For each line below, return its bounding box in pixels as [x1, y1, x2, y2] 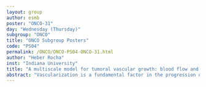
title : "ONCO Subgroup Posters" [6, 37, 89, 43]
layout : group [6, 9, 43, 15]
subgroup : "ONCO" [6, 32, 51, 38]
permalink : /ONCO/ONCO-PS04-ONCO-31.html [6, 49, 114, 55]
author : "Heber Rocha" [6, 55, 64, 61]
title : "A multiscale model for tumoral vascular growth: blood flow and [6, 66, 199, 72]
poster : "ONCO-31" [6, 20, 53, 26]
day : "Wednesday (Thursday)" [6, 26, 81, 32]
